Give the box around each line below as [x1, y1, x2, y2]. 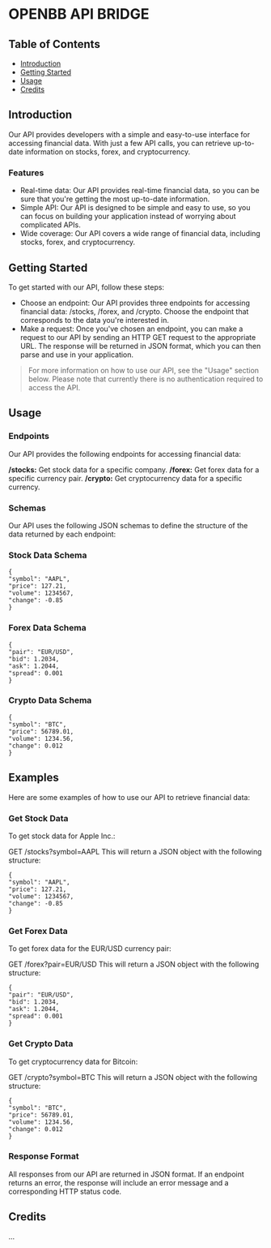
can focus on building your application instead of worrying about [19, 212, 236, 222]
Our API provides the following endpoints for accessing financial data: [8, 449, 241, 458]
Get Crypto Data [8, 1038, 74, 1049]
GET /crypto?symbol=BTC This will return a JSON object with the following [8, 1072, 257, 1082]
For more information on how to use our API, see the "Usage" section [28, 365, 260, 375]
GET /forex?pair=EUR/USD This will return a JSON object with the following [8, 959, 260, 970]
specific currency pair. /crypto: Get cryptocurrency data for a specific [8, 473, 243, 483]
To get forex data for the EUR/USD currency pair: [8, 944, 171, 953]
